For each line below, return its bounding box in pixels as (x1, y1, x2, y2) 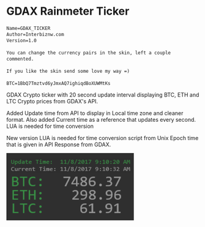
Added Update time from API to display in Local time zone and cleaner (6, 109, 184, 117)
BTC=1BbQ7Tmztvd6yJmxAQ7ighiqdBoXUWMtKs (6, 80, 111, 86)
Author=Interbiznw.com (6, 31, 64, 37)
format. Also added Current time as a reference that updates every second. (6, 116, 196, 123)
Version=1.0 (6, 37, 37, 43)
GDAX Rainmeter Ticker (6, 4, 130, 18)
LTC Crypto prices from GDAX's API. (6, 97, 99, 105)
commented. (6, 56, 34, 62)
